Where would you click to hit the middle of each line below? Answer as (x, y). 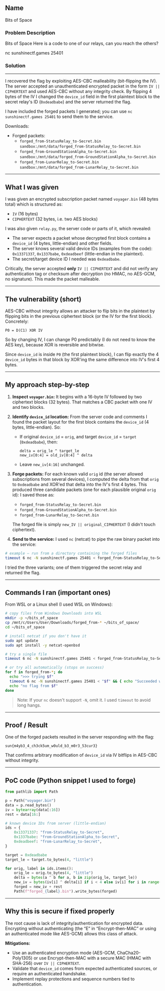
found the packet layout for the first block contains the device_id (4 (81, 422)
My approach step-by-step (47, 385)
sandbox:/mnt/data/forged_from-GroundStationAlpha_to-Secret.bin (88, 157)
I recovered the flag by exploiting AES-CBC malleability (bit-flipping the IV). (81, 81)
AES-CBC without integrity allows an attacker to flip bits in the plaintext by (80, 311)
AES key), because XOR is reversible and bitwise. (55, 345)
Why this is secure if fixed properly (60, 912)
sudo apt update (22, 641)
